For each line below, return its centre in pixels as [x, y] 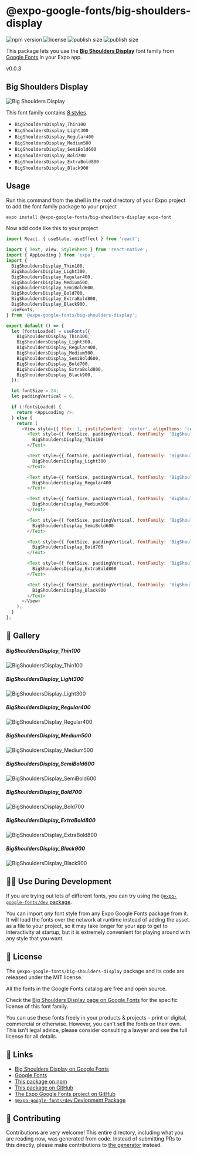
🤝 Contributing [33, 1118]
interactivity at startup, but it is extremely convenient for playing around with [98, 932]
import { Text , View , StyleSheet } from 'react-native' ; [77, 250]
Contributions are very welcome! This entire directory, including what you [95, 1133]
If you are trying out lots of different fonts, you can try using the [83, 896]
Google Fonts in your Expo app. [44, 57]
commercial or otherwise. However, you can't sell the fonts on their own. [94, 1024]
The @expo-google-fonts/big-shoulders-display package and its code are [95, 971]
